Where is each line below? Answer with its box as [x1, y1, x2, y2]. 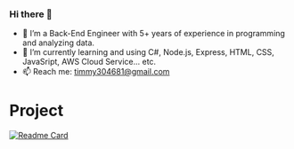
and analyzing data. [21, 37, 95, 48]
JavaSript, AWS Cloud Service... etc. [21, 57, 157, 67]
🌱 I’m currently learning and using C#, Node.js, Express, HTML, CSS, [21, 47, 274, 58]
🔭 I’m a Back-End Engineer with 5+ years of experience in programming [21, 28, 285, 39]
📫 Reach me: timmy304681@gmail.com [21, 67, 170, 77]
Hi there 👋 [9, 8, 53, 20]
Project [9, 101, 64, 121]
